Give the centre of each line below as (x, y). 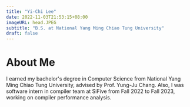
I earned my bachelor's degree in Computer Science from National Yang (94, 79)
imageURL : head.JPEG (31, 22)
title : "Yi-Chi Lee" (31, 11)
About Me (31, 63)
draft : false (22, 34)
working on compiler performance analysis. (59, 98)
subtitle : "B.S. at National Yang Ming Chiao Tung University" (85, 28)
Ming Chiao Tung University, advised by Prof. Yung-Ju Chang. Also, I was (95, 85)
